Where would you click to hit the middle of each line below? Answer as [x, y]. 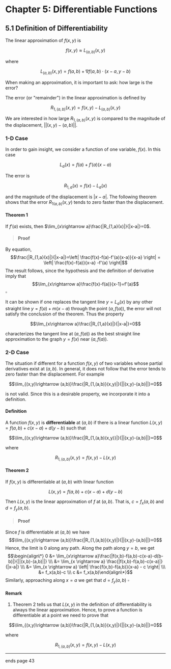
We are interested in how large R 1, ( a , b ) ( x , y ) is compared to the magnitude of [85, 119]
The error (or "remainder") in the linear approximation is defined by [76, 97]
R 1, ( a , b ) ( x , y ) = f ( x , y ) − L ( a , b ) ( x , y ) [85, 108]
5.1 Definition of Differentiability [56, 28]
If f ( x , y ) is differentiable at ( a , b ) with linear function [60, 481]
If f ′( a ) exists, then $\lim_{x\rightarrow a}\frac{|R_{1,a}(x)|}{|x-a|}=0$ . [78, 226]
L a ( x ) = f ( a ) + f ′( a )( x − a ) [85, 165]
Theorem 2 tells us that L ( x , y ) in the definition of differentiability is [82, 604]
